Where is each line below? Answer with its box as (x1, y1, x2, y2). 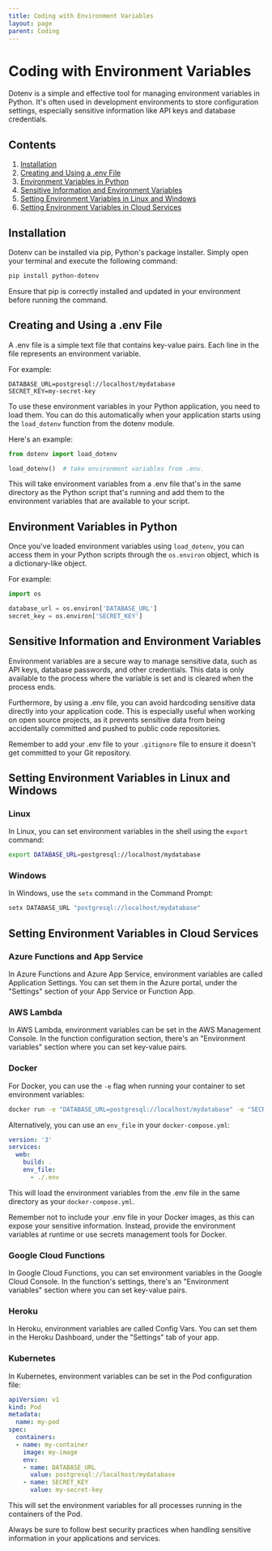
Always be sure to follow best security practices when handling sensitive (8, 1525, 252, 1535)
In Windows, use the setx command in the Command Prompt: (8, 888, 213, 898)
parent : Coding (8, 27, 60, 35)
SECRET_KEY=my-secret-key (8, 387, 96, 395)
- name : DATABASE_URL (23, 1463, 96, 1472)
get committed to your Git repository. (8, 747, 132, 758)
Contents (8, 138, 57, 152)
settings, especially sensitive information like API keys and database (8, 106, 236, 116)
